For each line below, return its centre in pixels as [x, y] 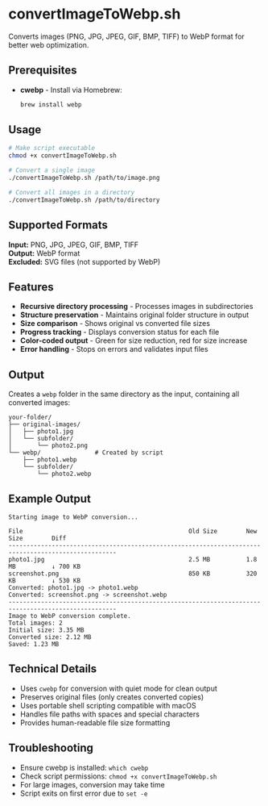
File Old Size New [133, 531]
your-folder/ [30, 418]
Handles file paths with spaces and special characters [109, 714]
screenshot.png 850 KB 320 [133, 574]
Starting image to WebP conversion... [73, 517]
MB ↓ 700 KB [45, 566]
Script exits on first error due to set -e [84, 793]
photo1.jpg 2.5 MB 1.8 [133, 559]
